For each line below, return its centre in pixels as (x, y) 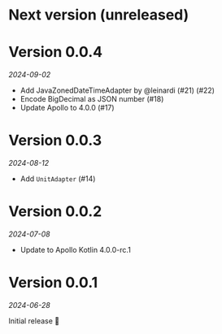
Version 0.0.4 (56, 52)
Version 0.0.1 (53, 283)
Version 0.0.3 (55, 141)
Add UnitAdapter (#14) (58, 179)
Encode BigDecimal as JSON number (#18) (92, 99)
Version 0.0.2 (55, 212)
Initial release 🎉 (34, 321)
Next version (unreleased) (99, 15)
